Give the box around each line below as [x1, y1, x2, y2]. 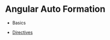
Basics [12, 20, 26, 26]
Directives [12, 29, 33, 35]
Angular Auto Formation [5, 3, 106, 15]
